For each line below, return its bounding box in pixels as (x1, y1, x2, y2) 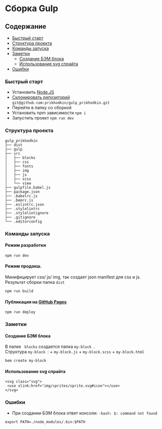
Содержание (5, 22, 47, 31)
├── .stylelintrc (5, 206, 40, 211)
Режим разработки (5, 242, 46, 248)
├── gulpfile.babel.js (5, 185, 51, 190)
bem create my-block (5, 358, 47, 363)
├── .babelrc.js (5, 193, 38, 198)
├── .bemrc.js (5, 198, 34, 203)
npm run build (5, 289, 34, 293)
